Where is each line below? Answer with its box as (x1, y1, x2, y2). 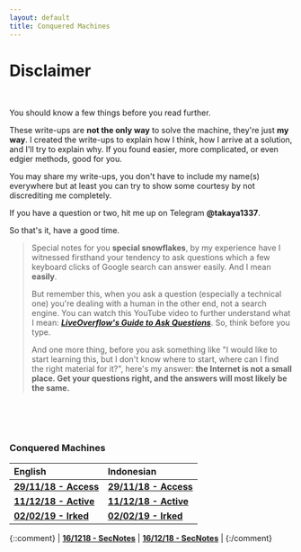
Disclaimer (9, 60, 92, 81)
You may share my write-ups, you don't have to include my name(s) (9, 171, 261, 182)
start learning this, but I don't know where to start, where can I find (31, 354, 279, 365)
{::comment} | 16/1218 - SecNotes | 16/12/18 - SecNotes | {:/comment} (9, 532, 272, 543)
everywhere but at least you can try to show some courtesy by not (9, 181, 255, 192)
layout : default (9, 13, 70, 23)
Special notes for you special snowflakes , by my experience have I (31, 242, 281, 253)
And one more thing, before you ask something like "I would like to (31, 344, 278, 356)
